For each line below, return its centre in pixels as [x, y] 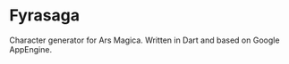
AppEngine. [30, 49]
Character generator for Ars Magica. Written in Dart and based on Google [144, 40]
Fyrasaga [45, 16]
